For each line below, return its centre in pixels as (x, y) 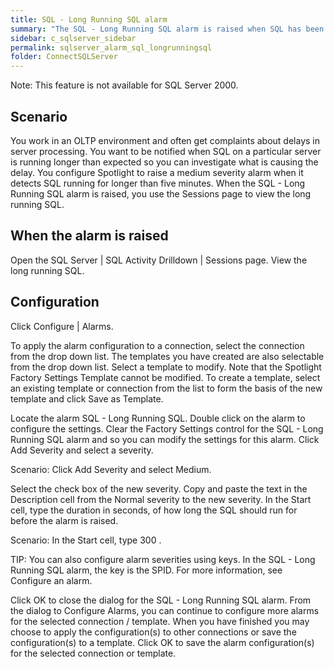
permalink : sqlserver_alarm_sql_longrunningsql (111, 47)
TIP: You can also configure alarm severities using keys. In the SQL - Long (163, 559)
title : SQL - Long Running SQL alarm (89, 19)
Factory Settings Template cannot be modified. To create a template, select (165, 377)
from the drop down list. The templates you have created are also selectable (167, 356)
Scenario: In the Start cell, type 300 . (86, 540)
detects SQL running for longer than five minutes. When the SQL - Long (158, 183)
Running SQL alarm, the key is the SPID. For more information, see (146, 570)
